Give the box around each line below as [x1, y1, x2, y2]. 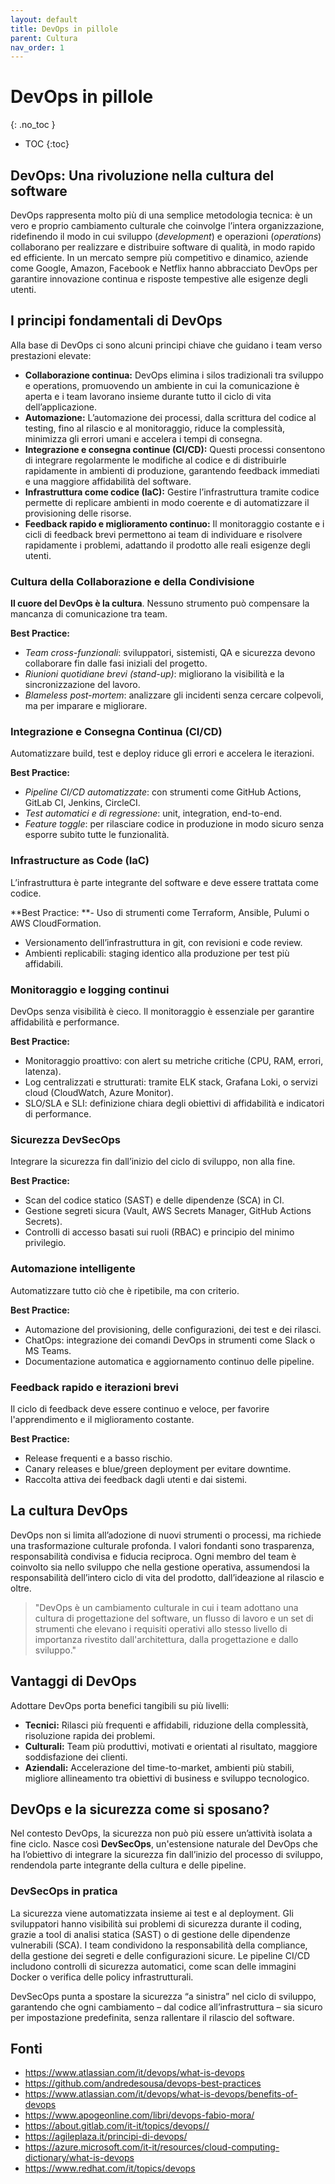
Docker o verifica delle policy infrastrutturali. [10, 1971, 194, 1983]
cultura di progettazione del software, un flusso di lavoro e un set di [34, 1612, 314, 1624]
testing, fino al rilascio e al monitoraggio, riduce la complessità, [24, 422, 286, 434]
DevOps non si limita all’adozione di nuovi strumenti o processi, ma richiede [10, 1529, 322, 1541]
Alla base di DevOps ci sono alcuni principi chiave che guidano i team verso [10, 339, 323, 351]
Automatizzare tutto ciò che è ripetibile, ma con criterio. [10, 1284, 240, 1296]
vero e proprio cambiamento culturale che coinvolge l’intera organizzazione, [10, 220, 325, 231]
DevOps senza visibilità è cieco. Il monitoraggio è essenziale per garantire [10, 1006, 315, 1017]
